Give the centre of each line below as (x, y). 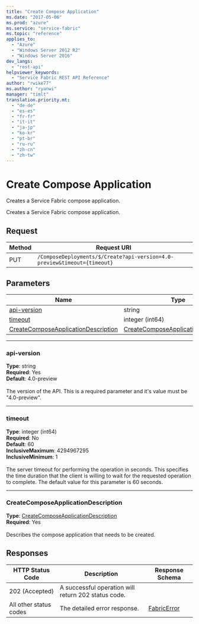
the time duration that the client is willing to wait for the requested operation (99, 476)
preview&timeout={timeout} (76, 263)
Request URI (113, 248)
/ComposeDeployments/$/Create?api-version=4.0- (106, 257)
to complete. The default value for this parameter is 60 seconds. (85, 482)
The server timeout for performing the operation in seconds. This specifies (97, 469)
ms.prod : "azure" (28, 23)
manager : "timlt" (28, 94)
